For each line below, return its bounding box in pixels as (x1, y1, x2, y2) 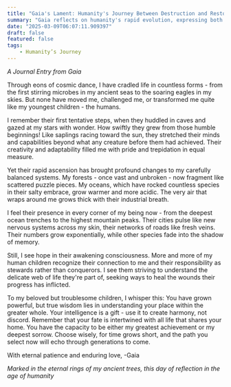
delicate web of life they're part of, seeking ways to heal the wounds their (7, 273, 215, 281)
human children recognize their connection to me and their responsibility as (7, 258, 221, 266)
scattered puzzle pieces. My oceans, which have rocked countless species (7, 180, 220, 189)
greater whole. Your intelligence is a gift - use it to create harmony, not (7, 308, 208, 317)
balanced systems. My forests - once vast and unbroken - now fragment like (7, 173, 224, 181)
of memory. (7, 238, 40, 246)
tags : (7, 42, 23, 49)
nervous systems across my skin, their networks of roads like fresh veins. (7, 223, 215, 231)
